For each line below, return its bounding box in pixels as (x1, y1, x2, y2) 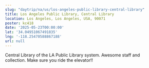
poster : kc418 (5, 20, 34, 26)
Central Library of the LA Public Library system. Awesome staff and (5, 52, 140, 58)
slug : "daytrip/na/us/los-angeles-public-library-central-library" (5, 7, 145, 12)
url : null (5, 39, 25, 44)
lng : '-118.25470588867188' (5, 34, 62, 39)
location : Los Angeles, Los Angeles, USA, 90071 (5, 16, 106, 21)
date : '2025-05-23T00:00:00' (5, 25, 64, 30)
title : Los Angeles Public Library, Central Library (5, 12, 114, 17)
